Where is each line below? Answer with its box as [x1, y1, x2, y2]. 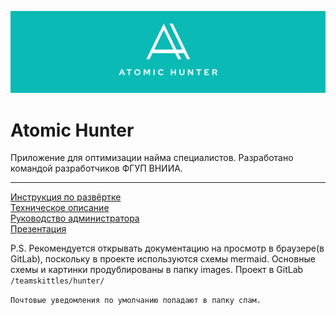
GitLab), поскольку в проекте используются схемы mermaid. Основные [10, 253, 316, 265]
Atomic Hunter [10, 119, 135, 141]
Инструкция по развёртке [10, 191, 122, 203]
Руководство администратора [10, 212, 140, 225]
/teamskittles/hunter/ [10, 276, 105, 286]
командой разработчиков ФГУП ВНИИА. [10, 162, 183, 175]
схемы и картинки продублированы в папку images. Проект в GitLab [10, 264, 304, 276]
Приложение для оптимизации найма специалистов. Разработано [10, 152, 294, 164]
